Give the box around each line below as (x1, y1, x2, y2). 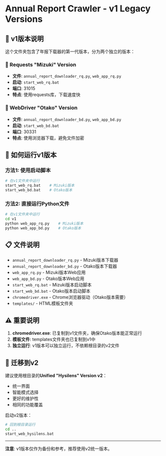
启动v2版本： (5, 412, 32, 418)
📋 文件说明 (5, 241, 40, 249)
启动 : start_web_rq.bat (12, 79, 59, 85)
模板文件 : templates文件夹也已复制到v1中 (12, 337, 96, 342)
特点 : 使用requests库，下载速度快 (12, 92, 81, 98)
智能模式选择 (12, 390, 39, 396)
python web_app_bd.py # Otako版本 (5, 226, 82, 230)
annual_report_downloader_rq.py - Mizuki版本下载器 (12, 257, 119, 263)
